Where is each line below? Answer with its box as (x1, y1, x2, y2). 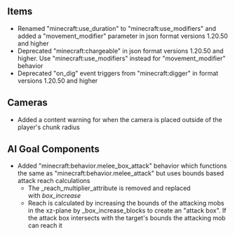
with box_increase (27, 192, 81, 200)
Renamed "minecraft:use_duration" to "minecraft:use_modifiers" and (17, 24, 216, 32)
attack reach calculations (17, 177, 90, 185)
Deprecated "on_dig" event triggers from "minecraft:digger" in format (17, 69, 219, 77)
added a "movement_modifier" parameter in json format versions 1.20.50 (17, 32, 228, 40)
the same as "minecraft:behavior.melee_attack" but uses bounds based (17, 169, 224, 177)
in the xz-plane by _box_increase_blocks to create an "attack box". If (27, 206, 227, 215)
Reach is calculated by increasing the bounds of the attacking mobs (27, 199, 224, 208)
